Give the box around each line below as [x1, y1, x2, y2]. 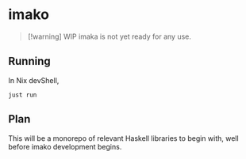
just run [8, 91, 37, 99]
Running [8, 55, 52, 68]
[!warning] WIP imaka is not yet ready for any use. [27, 32, 192, 41]
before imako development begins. [8, 142, 122, 151]
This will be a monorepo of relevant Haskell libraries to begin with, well [8, 133, 240, 143]
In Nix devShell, [8, 75, 60, 85]
